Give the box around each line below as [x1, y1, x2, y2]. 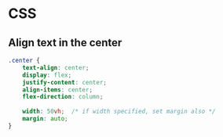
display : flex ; [22, 71, 72, 79]
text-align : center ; [22, 63, 90, 71]
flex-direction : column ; [22, 93, 104, 101]
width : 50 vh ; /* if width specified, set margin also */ [22, 107, 216, 116]
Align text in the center [8, 36, 122, 49]
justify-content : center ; [22, 78, 108, 86]
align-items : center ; [22, 85, 93, 94]
